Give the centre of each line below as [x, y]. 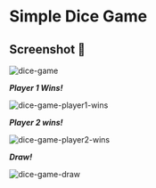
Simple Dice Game [78, 16]
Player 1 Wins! [36, 88]
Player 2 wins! [37, 123]
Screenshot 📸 [48, 49]
